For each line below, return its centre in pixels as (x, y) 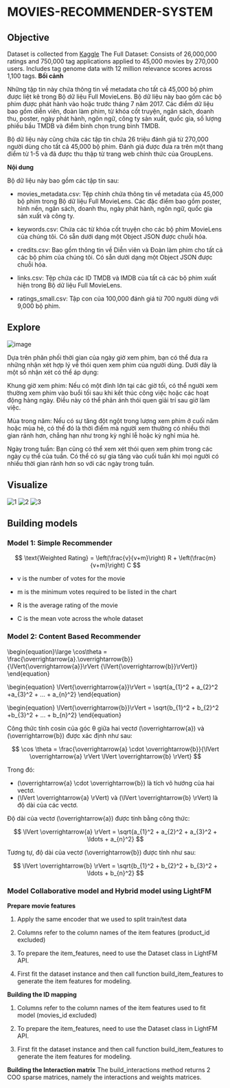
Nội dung (21, 167)
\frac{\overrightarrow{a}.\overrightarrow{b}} (70, 659)
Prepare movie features (42, 905)
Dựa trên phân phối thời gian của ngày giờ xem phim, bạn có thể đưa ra (107, 357)
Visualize (27, 485)
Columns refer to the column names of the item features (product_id (113, 932)
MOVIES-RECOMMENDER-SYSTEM (110, 12)
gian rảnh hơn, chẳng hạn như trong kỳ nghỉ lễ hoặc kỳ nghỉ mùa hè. (104, 435)
